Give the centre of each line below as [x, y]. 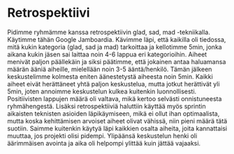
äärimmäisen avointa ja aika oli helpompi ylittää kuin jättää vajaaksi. [104, 143]
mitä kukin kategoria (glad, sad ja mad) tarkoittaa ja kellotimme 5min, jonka [115, 47]
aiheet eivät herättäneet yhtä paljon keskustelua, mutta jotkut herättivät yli [114, 84]
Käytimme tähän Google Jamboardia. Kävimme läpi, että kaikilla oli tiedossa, [117, 39]
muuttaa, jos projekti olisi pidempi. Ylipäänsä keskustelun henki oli [102, 136]
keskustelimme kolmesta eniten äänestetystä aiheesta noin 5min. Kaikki [110, 76]
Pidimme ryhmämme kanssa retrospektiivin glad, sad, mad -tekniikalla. [109, 32]
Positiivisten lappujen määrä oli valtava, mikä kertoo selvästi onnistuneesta [115, 98]
